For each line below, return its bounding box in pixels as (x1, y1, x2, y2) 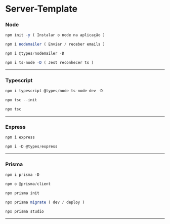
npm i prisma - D (5, 172, 39, 177)
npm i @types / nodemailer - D (5, 51, 65, 56)
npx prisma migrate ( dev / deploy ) (5, 200, 85, 205)
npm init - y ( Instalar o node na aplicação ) (5, 32, 105, 38)
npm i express (5, 135, 35, 140)
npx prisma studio (5, 209, 44, 214)
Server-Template (5, 3, 78, 15)
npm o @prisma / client (5, 181, 51, 186)
